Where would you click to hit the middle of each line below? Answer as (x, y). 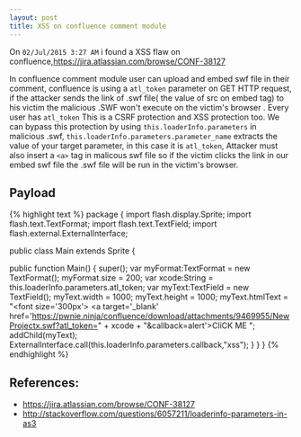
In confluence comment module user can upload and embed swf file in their (150, 78)
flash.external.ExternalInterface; (69, 234)
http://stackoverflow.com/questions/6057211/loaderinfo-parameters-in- (155, 414)
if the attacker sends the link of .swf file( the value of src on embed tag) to (147, 98)
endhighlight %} (39, 354)
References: (44, 383)
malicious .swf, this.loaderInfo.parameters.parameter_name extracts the (144, 136)
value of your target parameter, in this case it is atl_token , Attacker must (144, 146)
